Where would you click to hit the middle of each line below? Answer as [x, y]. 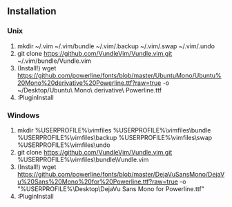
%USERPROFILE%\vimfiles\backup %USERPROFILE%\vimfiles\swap [115, 137]
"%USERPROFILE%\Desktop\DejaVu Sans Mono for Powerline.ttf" [111, 188]
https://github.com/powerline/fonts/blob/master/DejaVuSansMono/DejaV [121, 174]
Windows [23, 115]
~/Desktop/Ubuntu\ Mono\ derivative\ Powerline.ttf [89, 90]
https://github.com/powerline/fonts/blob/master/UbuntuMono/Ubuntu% [119, 75]
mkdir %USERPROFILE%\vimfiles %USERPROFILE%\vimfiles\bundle [114, 130]
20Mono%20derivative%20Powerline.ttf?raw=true [89, 83]
